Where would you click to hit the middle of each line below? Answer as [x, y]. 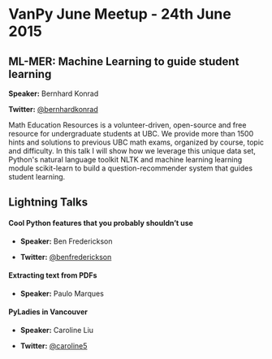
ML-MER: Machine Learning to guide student [124, 61]
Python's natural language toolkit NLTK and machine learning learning [125, 160]
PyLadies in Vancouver [48, 312]
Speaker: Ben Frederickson [66, 241]
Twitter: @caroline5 [54, 346]
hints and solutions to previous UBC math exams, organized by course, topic [136, 142]
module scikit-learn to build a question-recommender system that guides [131, 168]
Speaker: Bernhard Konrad [54, 93]
